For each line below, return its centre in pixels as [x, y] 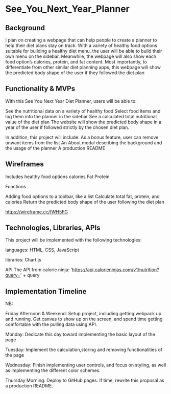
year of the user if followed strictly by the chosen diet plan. [67, 127]
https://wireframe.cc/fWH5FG [36, 212]
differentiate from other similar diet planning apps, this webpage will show [83, 67]
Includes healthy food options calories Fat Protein [57, 177]
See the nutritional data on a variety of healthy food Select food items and [83, 111]
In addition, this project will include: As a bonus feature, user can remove [82, 137]
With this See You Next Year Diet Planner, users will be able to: [71, 101]
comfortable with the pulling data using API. [51, 324]
